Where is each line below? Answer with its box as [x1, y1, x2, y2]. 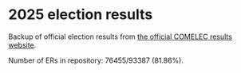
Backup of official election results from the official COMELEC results [8, 32, 233, 41]
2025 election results [8, 6, 153, 24]
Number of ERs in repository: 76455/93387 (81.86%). [8, 56, 184, 65]
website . [8, 40, 37, 49]
